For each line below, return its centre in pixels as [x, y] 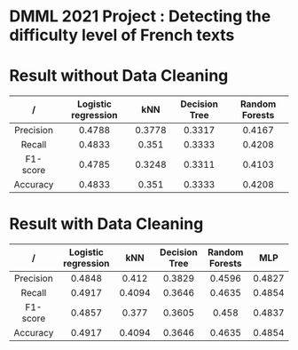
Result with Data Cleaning [106, 224]
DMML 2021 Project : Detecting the [140, 16]
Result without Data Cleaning [119, 76]
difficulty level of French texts [122, 35]
